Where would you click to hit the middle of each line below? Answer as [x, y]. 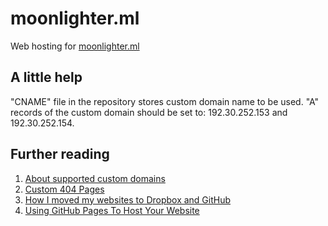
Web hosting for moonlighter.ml [75, 46]
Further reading [60, 154]
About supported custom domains [95, 178]
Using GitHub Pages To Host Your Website [112, 210]
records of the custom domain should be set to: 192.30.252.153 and [149, 112]
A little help [46, 77]
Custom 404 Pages [64, 189]
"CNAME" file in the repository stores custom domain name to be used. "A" [165, 101]
